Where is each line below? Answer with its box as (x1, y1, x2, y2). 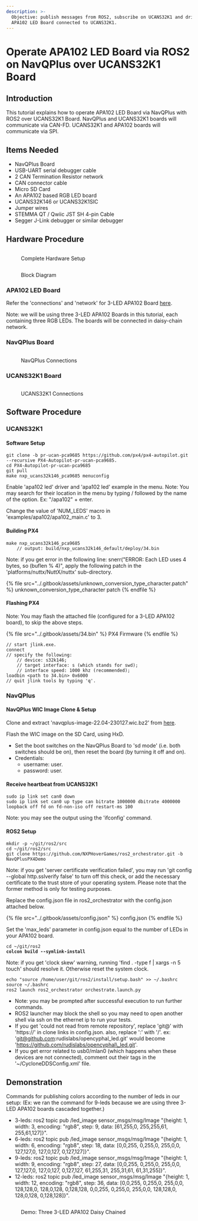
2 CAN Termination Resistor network (14, 173, 104, 180)
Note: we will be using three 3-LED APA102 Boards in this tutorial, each (6, 311, 179, 318)
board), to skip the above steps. (6, 618, 84, 626)
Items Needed (6, 145, 59, 155)
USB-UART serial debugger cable (14, 167, 97, 174)
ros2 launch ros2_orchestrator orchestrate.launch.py (6, 987, 141, 993)
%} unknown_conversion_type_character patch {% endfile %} (6, 586, 156, 593)
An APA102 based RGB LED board (14, 192, 97, 199)
